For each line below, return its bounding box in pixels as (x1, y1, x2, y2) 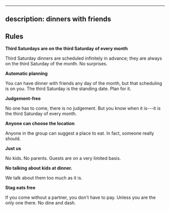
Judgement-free (5, 96, 41, 102)
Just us (5, 145, 21, 152)
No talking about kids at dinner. (5, 165, 72, 171)
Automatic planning (5, 70, 48, 76)
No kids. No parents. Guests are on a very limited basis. (5, 155, 121, 161)
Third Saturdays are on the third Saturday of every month (5, 46, 128, 52)
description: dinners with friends (5, 15, 111, 23)
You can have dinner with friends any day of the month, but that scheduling (5, 80, 162, 87)
